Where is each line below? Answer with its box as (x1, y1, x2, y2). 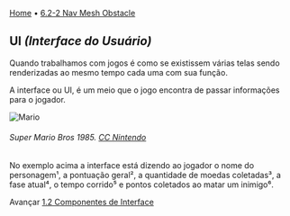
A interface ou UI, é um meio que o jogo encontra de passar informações (9, 85, 280, 95)
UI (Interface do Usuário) (9, 33, 152, 49)
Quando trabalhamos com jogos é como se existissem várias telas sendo (9, 58, 281, 68)
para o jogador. (9, 94, 66, 104)
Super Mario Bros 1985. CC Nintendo (9, 132, 147, 143)
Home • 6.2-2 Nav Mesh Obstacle (9, 8, 136, 18)
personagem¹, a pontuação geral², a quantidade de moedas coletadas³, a (9, 170, 282, 181)
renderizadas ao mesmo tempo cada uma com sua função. (9, 67, 228, 77)
